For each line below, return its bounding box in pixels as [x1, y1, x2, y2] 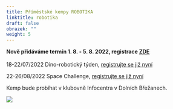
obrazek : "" [6, 25, 36, 32]
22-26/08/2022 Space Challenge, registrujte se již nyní [6, 73, 144, 80]
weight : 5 [6, 31, 31, 38]
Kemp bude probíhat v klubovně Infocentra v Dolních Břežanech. [6, 84, 168, 91]
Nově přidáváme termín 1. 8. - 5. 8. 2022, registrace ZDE [6, 48, 150, 55]
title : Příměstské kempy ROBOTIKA [6, 8, 94, 15]
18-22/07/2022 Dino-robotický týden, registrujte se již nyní [6, 61, 153, 68]
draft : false [6, 20, 39, 26]
